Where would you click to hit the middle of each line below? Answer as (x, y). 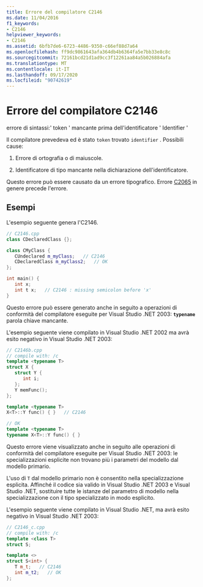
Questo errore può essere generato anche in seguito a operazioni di (92, 307)
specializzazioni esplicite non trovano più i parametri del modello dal (92, 459)
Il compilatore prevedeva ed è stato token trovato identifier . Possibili (95, 140)
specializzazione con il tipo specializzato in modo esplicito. (81, 497)
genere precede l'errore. (37, 188)
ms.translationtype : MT (37, 63)
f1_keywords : (23, 23)
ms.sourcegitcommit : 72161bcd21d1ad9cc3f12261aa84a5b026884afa (89, 58)
